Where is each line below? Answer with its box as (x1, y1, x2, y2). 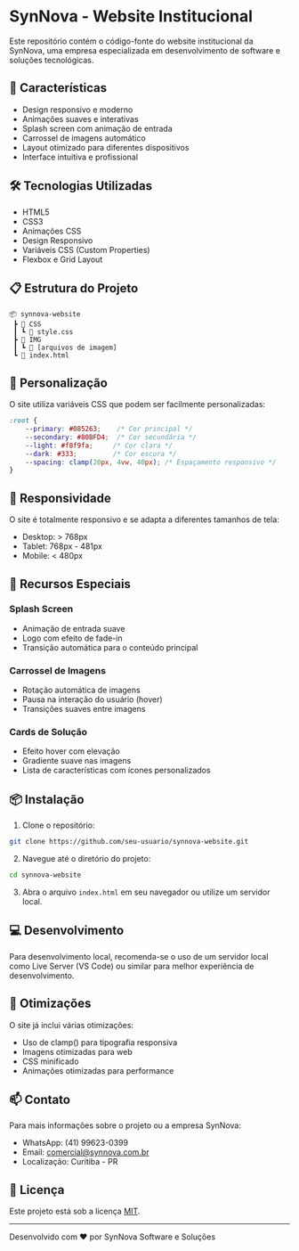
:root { (9, 416, 38, 425)
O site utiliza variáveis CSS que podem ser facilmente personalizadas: (9, 399, 265, 410)
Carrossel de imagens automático (21, 132, 147, 143)
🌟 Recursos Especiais (9, 576, 132, 592)
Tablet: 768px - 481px (21, 541, 102, 552)
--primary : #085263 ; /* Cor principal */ (25, 425, 193, 434)
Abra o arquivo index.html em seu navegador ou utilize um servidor (21, 887, 271, 897)
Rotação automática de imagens (21, 684, 141, 696)
